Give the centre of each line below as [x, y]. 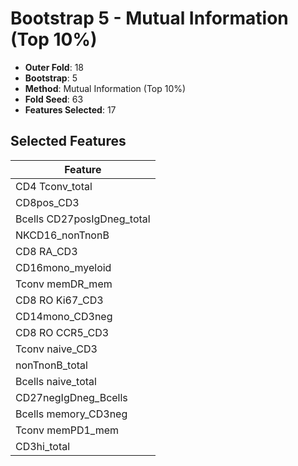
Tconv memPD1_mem [67, 430]
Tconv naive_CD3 [56, 349]
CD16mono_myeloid [63, 267]
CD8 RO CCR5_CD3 [62, 332]
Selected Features [68, 141]
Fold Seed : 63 [54, 99]
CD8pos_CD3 [47, 202]
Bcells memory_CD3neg [71, 414]
